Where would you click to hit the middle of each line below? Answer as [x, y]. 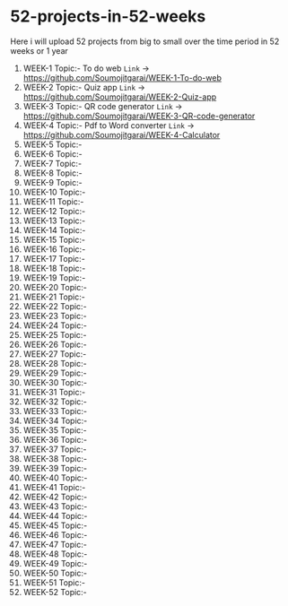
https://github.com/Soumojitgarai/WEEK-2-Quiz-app [120, 97]
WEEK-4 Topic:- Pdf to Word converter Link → [109, 125]
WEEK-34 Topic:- [55, 420]
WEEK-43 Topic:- [55, 506]
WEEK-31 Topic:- [54, 392]
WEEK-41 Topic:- [54, 487]
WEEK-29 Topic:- [55, 373]
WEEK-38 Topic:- [55, 458]
